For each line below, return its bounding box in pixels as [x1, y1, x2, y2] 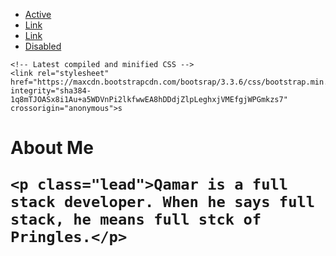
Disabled [24, 40, 62, 52]
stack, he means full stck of [10, 210, 262, 229]
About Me [10, 137, 94, 159]
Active [24, 9, 52, 20]
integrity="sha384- [10, 86, 92, 96]
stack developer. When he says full [10, 193, 316, 212]
